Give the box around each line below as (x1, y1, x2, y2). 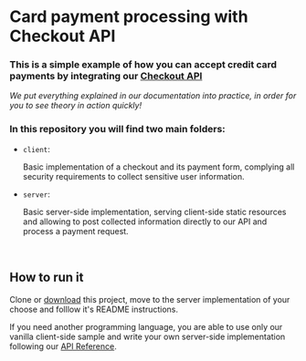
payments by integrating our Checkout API (9, 70, 203, 83)
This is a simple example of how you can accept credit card (9, 58, 277, 71)
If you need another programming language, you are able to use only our (9, 321, 283, 332)
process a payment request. (22, 225, 130, 236)
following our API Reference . (9, 340, 117, 352)
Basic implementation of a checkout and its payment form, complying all (22, 161, 295, 172)
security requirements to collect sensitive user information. (22, 170, 245, 181)
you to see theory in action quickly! (9, 100, 142, 111)
